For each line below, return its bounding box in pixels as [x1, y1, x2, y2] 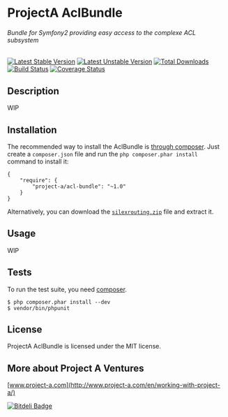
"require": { [20, 177, 58, 184]
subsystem [7, 36, 39, 44]
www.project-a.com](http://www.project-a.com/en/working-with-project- [9, 381, 221, 389]
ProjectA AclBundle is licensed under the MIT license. [7, 342, 162, 351]
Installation [7, 124, 57, 136]
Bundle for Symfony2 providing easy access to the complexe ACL [7, 28, 197, 36]
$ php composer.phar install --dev [7, 298, 111, 305]
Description [7, 85, 59, 97]
